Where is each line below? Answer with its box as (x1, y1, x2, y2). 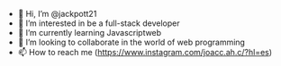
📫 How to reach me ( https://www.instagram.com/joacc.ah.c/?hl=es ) (17, 47, 273, 57)
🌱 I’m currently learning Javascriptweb (17, 28, 162, 37)
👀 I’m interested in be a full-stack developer (17, 18, 180, 29)
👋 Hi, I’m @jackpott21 (17, 9, 97, 19)
